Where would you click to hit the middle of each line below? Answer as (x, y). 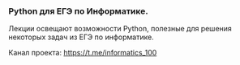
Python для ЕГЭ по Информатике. (78, 11)
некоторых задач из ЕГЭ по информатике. (81, 37)
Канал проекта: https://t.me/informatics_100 (83, 53)
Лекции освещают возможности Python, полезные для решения (120, 29)
